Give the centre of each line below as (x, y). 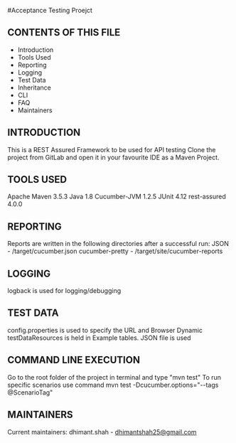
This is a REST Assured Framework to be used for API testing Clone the (112, 149)
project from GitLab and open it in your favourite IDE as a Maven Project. (113, 157)
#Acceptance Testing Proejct (50, 10)
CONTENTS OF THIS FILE (64, 32)
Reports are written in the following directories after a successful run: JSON (118, 244)
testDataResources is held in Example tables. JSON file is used (99, 338)
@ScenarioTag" (30, 392)
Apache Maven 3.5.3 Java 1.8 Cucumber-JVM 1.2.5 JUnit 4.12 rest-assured (117, 197)
